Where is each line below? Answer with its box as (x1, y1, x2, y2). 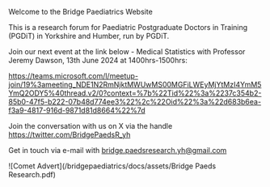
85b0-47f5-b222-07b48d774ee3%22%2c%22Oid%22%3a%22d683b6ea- (8, 97, 261, 106)
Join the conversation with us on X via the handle (8, 121, 173, 130)
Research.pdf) (8, 170, 57, 179)
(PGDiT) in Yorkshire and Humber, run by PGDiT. (8, 32, 170, 40)
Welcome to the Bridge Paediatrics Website (8, 7, 154, 16)
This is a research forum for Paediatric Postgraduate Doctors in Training (8, 23, 248, 32)
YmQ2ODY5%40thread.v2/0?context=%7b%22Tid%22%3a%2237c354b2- (8, 88, 262, 98)
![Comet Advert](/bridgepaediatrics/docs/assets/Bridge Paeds (8, 161, 217, 171)
